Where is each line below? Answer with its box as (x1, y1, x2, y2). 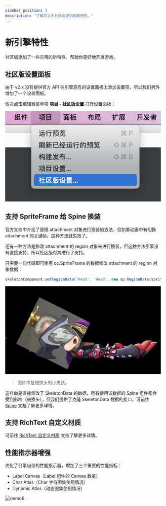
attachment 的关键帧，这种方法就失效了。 (5, 232, 90, 238)
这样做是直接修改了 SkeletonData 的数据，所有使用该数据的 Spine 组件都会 (5, 390, 157, 396)
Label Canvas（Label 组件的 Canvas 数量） (12, 473, 100, 479)
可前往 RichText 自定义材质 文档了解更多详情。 (5, 433, 100, 438)
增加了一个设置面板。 (5, 90, 48, 96)
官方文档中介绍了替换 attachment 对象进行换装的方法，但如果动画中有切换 (5, 226, 157, 232)
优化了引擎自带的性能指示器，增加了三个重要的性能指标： (5, 462, 122, 469)
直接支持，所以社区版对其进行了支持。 (9, 249, 87, 255)
